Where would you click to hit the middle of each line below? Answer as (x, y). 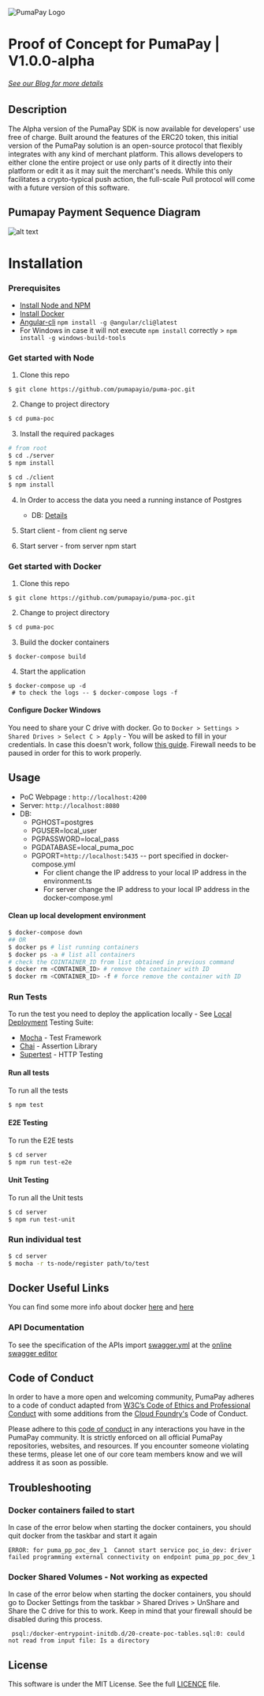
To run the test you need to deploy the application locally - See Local (120, 1014)
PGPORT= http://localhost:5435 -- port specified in (116, 856)
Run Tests (28, 997)
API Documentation (46, 1328)
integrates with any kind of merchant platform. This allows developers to (125, 153)
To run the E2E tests (41, 1140)
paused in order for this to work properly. (75, 753)
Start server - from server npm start (78, 546)
